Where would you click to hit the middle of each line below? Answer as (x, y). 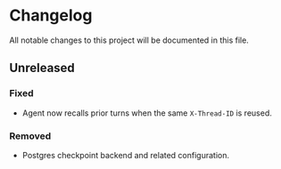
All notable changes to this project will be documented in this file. (129, 40)
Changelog (51, 16)
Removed (30, 136)
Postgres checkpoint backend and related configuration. (126, 155)
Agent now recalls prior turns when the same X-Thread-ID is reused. (147, 113)
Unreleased (42, 68)
